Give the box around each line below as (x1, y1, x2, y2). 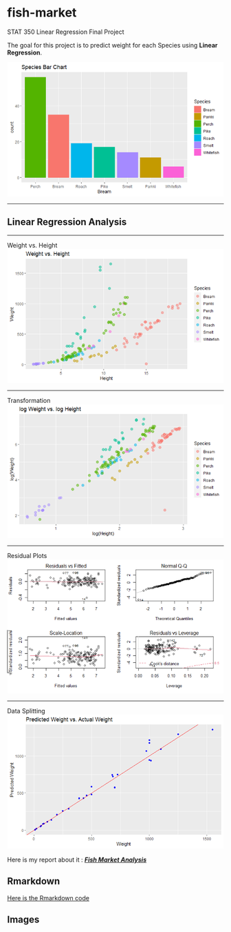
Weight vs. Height (7, 241, 58, 249)
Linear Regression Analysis (7, 216, 127, 228)
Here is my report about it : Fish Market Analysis (7, 855, 147, 864)
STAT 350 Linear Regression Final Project (7, 28, 125, 36)
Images (7, 914, 40, 926)
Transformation (7, 396, 51, 404)
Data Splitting (7, 706, 46, 715)
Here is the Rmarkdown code (7, 893, 89, 902)
